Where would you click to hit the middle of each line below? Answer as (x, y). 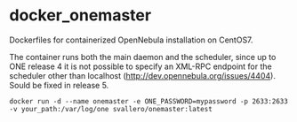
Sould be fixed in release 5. (59, 85)
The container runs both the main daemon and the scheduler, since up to (143, 57)
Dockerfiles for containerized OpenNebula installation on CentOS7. (131, 40)
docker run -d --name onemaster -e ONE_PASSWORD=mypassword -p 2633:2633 (149, 101)
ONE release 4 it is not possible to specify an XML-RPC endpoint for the (141, 66)
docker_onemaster (80, 15)
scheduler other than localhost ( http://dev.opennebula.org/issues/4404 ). (142, 75)
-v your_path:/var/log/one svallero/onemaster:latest (111, 109)
